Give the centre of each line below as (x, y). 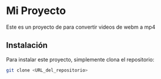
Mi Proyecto (36, 11)
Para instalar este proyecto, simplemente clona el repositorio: (80, 59)
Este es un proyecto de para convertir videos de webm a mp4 (81, 27)
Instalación (27, 45)
